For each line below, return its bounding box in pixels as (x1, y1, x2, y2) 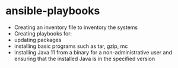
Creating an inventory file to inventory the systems (14, 24, 138, 31)
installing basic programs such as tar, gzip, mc (14, 43, 128, 50)
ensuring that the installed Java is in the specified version (14, 55, 155, 62)
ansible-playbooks (5, 4, 100, 18)
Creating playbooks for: (14, 30, 72, 37)
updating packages (14, 36, 62, 43)
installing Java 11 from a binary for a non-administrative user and (14, 48, 173, 56)
